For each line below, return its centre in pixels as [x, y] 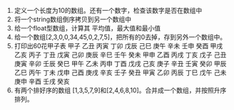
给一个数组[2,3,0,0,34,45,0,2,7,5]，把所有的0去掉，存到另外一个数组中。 [120, 37]
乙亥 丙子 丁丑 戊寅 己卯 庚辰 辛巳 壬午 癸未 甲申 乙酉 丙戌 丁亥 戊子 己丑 [120, 55]
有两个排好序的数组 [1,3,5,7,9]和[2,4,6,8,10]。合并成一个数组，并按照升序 [120, 90]
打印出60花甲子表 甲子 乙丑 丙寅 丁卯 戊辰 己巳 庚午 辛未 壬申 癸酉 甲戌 [118, 46]
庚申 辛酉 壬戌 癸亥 [42, 81]
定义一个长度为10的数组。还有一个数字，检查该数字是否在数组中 [108, 10]
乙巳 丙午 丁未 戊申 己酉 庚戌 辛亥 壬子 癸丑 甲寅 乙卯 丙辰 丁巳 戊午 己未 [120, 72]
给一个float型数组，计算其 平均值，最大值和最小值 [87, 28]
